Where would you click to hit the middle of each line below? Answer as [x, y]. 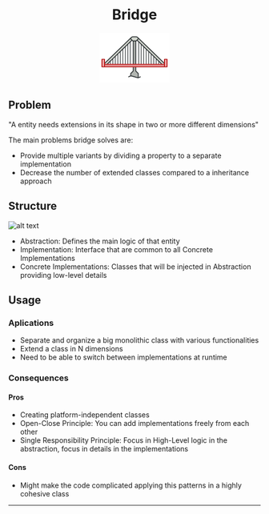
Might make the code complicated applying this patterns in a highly [131, 485]
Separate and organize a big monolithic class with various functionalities [139, 340]
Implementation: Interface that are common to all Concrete [116, 249]
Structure [33, 206]
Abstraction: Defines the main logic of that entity [100, 241]
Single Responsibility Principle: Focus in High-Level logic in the [124, 440]
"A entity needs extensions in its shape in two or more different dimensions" [133, 124]
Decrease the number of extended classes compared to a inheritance [134, 172]
